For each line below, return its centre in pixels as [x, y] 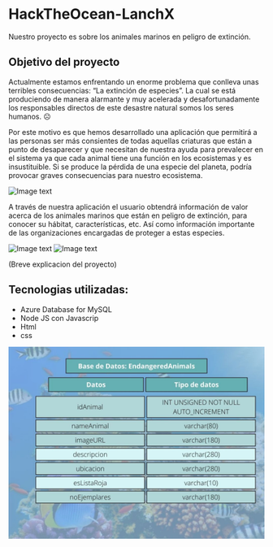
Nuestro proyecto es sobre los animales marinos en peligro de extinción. [130, 37]
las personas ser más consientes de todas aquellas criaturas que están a [130, 141]
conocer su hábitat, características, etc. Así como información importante [132, 224]
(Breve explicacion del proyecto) [63, 264]
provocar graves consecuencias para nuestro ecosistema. [106, 175]
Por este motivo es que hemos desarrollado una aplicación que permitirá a [133, 132]
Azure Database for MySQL [66, 309]
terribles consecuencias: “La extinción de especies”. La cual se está [122, 90]
